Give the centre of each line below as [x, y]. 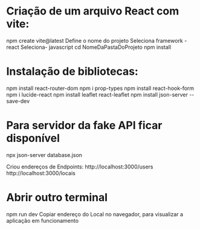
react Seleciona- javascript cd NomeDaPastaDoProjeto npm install [89, 47]
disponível [33, 139]
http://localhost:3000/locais [41, 173]
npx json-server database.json [44, 155]
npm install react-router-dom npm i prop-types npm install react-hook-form [100, 88]
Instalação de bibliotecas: [73, 72]
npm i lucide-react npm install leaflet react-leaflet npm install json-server [97, 94]
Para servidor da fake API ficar [84, 126]
